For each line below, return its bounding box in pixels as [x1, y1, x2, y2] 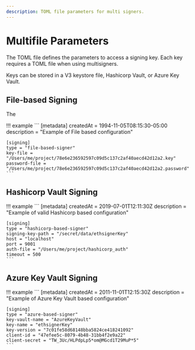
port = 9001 [6, 241, 36, 248]
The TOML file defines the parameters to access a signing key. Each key [6, 54, 183, 61]
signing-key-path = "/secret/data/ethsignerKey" [6, 231, 129, 237]
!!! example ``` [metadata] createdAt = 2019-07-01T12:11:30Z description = [6, 203, 187, 210]
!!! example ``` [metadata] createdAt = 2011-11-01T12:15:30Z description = [6, 288, 185, 296]
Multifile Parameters [6, 34, 109, 47]
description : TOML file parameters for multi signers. [6, 8, 145, 15]
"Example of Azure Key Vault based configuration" [6, 295, 129, 302]
